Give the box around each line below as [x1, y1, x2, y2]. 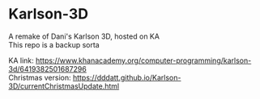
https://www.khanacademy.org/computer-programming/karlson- [35, 56, 252, 65]
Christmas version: [8, 72, 71, 82]
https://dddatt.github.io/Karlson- [72, 72, 181, 82]
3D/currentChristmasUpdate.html [8, 81, 120, 91]
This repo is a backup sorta [8, 39, 100, 49]
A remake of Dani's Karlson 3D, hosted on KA [8, 31, 160, 41]
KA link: [8, 56, 34, 65]
